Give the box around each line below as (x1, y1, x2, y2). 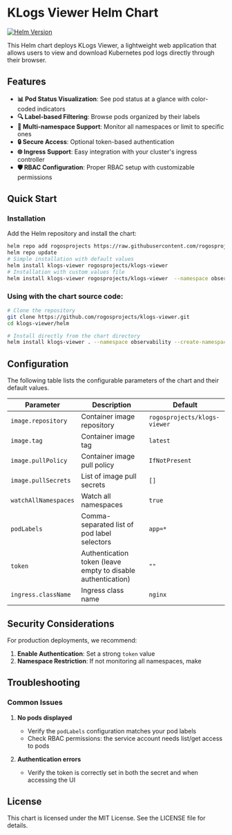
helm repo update (7, 249, 57, 257)
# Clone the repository (7, 306, 76, 314)
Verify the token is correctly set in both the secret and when (27, 768, 199, 776)
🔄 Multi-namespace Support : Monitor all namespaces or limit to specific (17, 122, 224, 131)
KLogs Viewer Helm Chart (7, 5, 159, 21)
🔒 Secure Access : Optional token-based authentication (17, 137, 175, 146)
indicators (37, 104, 66, 113)
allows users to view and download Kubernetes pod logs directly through (7, 48, 215, 57)
